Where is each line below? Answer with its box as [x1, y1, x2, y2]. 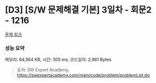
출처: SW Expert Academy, [16, 67, 70, 73]
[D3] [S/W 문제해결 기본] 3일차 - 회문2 [5, 4, 152, 15]
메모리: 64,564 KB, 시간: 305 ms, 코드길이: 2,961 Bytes [5, 56, 112, 63]
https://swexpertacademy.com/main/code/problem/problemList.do [16, 72, 150, 78]
